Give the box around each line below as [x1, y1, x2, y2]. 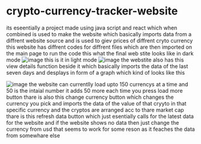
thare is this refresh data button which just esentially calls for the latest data [6, 113, 194, 120]
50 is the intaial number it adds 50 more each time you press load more [6, 87, 183, 94]
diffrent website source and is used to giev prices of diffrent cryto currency [6, 37, 193, 44]
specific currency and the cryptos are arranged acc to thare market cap [6, 106, 185, 113]
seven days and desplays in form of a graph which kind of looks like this [6, 69, 185, 76]
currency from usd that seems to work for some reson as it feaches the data [6, 125, 196, 133]
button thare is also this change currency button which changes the [6, 93, 174, 101]
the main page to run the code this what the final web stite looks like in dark [6, 49, 194, 57]
